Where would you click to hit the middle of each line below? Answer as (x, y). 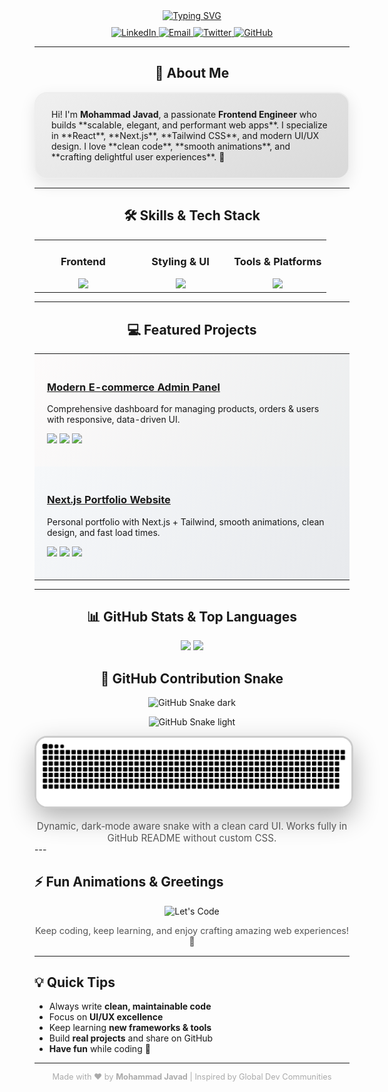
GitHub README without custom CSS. (192, 837)
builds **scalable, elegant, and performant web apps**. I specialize (189, 125)
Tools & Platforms (277, 262)
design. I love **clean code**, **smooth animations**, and (171, 146)
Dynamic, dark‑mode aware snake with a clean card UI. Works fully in (192, 826)
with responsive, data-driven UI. (114, 420)
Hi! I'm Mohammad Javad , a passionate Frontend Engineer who (184, 114)
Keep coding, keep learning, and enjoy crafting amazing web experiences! (192, 931)
